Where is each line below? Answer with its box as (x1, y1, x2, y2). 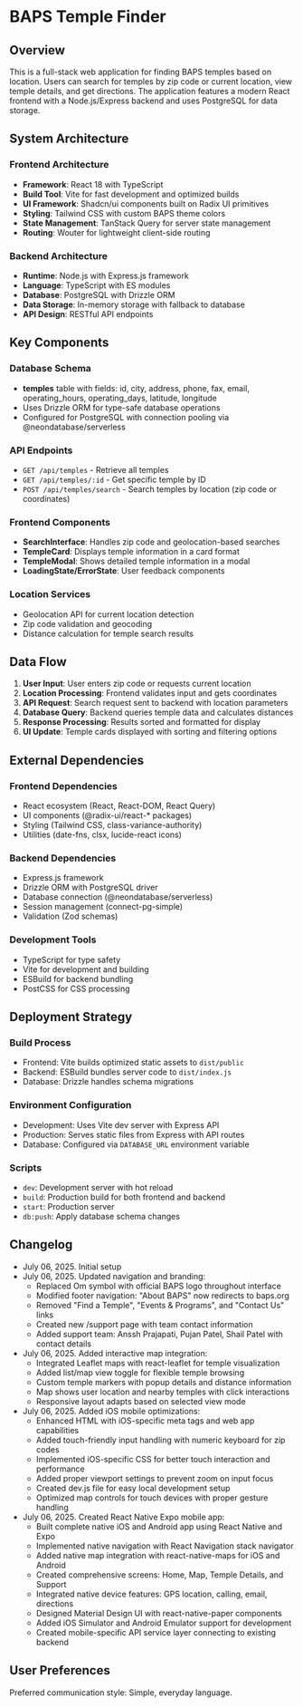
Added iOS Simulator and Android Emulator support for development (35, 1617, 292, 1628)
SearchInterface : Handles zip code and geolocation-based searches (22, 536, 280, 547)
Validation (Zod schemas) (22, 911, 118, 921)
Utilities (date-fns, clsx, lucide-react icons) (22, 829, 183, 840)
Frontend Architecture (9, 159, 109, 171)
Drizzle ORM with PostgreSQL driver (22, 882, 158, 893)
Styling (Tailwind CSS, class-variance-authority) (22, 820, 203, 831)
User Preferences (9, 1663, 110, 1678)
